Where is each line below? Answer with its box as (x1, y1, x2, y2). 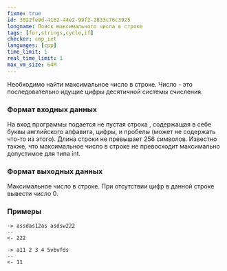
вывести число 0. (7, 190, 58, 198)
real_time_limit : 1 (7, 55, 63, 62)
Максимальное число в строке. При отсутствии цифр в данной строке (7, 182, 215, 191)
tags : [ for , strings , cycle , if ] (7, 29, 94, 36)
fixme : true (7, 10, 41, 17)
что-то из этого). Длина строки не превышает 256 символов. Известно (7, 135, 217, 143)
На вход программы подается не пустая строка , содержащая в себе (7, 120, 212, 128)
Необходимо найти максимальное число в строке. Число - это (7, 80, 193, 88)
